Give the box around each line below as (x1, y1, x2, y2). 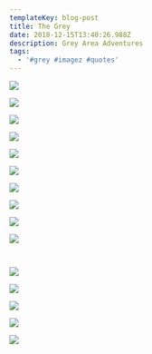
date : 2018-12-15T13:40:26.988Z (9, 30, 131, 39)
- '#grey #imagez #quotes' (17, 55, 119, 64)
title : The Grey (9, 22, 71, 31)
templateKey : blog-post (9, 13, 100, 23)
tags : (9, 47, 30, 56)
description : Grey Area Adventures (9, 38, 144, 48)
